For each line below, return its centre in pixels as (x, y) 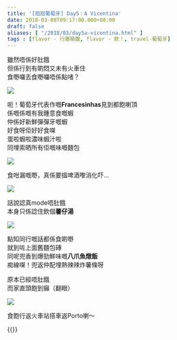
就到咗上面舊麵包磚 (34, 248)
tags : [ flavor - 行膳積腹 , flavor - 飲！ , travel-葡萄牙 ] (89, 39)
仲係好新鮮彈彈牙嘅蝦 (37, 122)
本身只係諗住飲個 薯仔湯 (40, 212)
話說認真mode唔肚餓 (37, 203)
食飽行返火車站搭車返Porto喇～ (51, 316)
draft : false (26, 26)
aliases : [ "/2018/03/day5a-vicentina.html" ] (75, 33)
